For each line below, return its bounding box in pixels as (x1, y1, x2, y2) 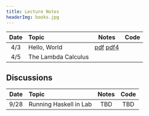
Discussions (6, 72, 53, 83)
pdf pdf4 (94, 43, 119, 51)
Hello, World (28, 43, 63, 51)
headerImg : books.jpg (6, 14, 60, 20)
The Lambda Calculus (28, 53, 89, 61)
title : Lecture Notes (6, 8, 60, 15)
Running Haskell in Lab (28, 100, 92, 108)
